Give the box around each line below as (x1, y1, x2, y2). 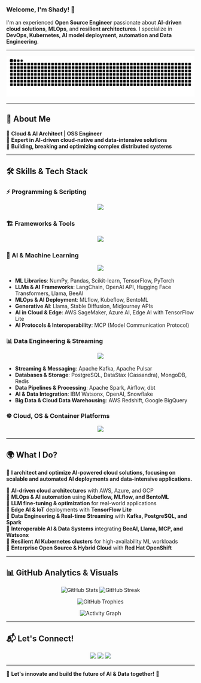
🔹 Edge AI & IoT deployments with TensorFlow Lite (6, 506, 132, 513)
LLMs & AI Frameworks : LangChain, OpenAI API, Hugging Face (14, 284, 172, 291)
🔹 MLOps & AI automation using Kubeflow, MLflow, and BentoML (6, 493, 169, 500)
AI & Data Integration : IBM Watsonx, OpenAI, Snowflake (14, 390, 154, 397)
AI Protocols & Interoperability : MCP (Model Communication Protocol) (14, 321, 190, 329)
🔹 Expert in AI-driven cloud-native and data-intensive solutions (6, 136, 167, 143)
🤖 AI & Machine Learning (6, 251, 79, 259)
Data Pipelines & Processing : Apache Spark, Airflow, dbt (14, 384, 156, 391)
